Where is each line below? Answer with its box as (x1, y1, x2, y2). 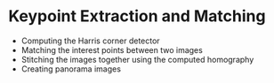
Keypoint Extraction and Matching (8, 6, 266, 26)
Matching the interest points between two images (20, 44, 204, 55)
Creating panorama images (20, 64, 122, 74)
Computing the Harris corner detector (20, 35, 161, 46)
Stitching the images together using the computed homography (20, 54, 254, 64)
